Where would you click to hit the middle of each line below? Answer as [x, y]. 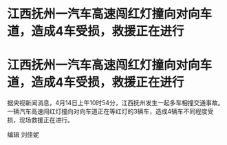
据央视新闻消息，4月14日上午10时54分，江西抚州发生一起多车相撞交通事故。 [116, 103]
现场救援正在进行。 [46, 120]
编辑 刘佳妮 [23, 135]
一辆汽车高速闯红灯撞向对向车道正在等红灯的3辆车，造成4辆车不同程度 [107, 111]
